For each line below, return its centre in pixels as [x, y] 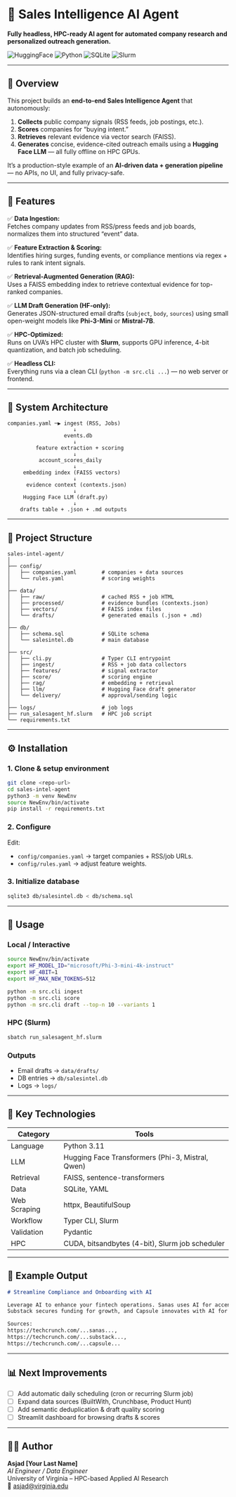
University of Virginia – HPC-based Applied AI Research [88, 1478]
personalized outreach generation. [59, 41]
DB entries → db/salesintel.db [63, 1078]
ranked [18, 292]
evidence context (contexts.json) [77, 485]
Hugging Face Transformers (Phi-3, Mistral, [136, 1157]
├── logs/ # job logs [70, 708]
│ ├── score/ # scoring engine [80, 677]
